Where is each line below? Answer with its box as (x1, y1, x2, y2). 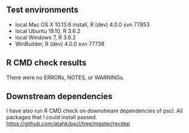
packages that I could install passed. (6, 114, 98, 121)
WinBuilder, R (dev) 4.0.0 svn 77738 (14, 40, 104, 47)
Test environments (6, 5, 78, 15)
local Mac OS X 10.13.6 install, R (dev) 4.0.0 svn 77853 (14, 21, 150, 28)
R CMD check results (6, 57, 87, 68)
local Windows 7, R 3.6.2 (14, 33, 76, 41)
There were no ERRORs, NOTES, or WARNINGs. (6, 74, 125, 81)
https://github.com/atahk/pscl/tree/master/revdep (6, 120, 130, 128)
